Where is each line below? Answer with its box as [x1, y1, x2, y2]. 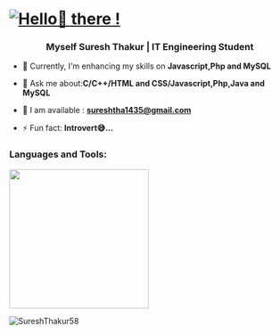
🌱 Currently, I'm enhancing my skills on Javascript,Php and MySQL [21, 61, 272, 71]
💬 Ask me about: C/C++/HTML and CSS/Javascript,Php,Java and [21, 78, 266, 89]
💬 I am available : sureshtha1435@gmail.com [21, 105, 192, 116]
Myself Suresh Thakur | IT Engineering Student [45, 41, 254, 53]
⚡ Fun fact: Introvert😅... [21, 123, 114, 134]
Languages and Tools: [9, 148, 107, 160]
